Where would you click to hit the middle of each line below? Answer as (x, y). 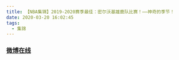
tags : (13, 23)
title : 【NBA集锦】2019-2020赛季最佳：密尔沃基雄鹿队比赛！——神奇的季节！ (90, 12)
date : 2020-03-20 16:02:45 (40, 17)
